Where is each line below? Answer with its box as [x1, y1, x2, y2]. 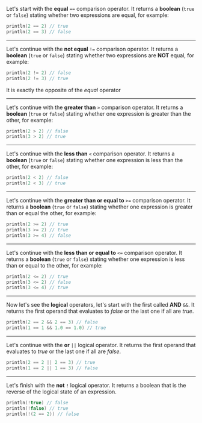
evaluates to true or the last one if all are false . [6, 348, 121, 355]
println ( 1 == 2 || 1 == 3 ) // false [6, 365, 98, 371]
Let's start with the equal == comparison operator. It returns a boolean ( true [6, 5, 195, 12]
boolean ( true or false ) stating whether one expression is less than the [6, 157, 183, 164]
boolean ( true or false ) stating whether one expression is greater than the [6, 110, 191, 117]
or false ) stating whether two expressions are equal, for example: [6, 11, 170, 19]
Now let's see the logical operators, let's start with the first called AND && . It [6, 301, 195, 309]
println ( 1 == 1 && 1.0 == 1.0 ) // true [6, 325, 106, 331]
